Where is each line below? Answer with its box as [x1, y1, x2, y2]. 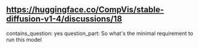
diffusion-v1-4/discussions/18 [6, 14, 122, 24]
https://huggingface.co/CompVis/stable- [6, 5, 164, 15]
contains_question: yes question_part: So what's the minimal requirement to [6, 30, 194, 37]
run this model [6, 36, 42, 43]
